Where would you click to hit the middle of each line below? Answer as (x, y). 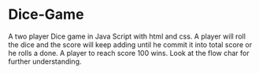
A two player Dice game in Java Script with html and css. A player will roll (127, 36)
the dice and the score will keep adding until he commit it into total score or (130, 44)
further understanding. (45, 61)
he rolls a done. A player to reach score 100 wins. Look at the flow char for (129, 53)
